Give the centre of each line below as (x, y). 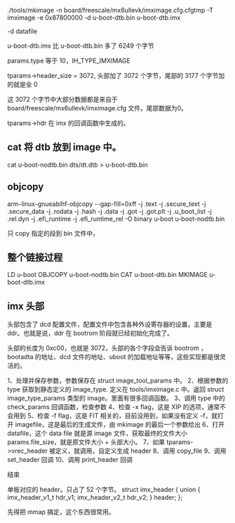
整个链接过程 (35, 258)
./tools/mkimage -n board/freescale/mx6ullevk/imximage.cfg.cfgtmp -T (110, 10)
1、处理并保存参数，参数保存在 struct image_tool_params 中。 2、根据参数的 (118, 381)
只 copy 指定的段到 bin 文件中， (53, 233)
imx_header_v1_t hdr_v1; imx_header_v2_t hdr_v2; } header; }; (95, 498)
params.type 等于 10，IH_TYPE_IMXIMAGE (69, 60)
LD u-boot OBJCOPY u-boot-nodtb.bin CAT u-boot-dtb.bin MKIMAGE (108, 275)
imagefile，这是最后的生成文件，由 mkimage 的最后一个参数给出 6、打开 (120, 425)
